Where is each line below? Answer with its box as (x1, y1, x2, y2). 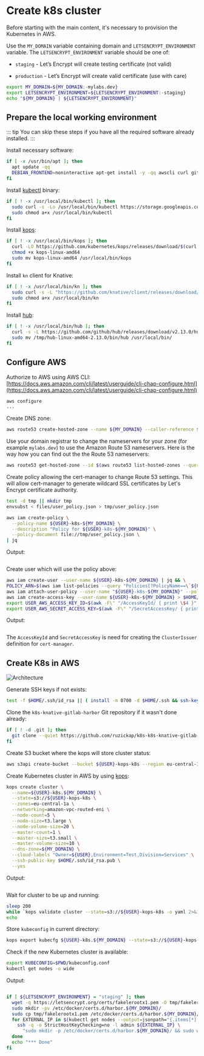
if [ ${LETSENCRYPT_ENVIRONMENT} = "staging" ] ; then (6, 994, 146, 1000)
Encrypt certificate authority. (6, 486, 78, 494)
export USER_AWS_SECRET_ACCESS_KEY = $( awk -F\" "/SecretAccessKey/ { (6, 606, 183, 612)
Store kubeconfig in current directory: (6, 926, 100, 933)
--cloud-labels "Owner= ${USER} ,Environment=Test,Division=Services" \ (12, 852, 194, 858)
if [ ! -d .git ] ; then (6, 727, 67, 733)
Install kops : (6, 226, 36, 233)
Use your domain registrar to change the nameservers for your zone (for (6, 438, 188, 445)
